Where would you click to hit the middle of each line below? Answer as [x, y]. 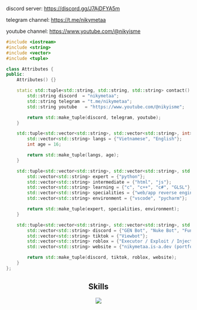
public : [16, 75]
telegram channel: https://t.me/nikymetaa [56, 20]
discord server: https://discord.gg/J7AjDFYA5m [63, 9]
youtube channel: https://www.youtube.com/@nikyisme [73, 31]
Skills [98, 287]
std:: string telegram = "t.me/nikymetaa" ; [80, 101]
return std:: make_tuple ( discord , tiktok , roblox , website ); [102, 258]
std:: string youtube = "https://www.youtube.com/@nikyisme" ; [106, 107]
